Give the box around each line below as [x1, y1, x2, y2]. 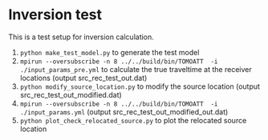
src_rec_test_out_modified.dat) [19, 90, 122, 99]
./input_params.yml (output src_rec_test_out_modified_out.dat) [19, 106, 229, 117]
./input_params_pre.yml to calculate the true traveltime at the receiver [19, 64, 252, 74]
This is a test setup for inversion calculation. [8, 32, 154, 42]
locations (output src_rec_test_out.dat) [19, 73, 148, 82]
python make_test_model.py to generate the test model [19, 47, 200, 57]
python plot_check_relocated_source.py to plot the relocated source [19, 115, 247, 125]
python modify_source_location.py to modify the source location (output [19, 82, 261, 91]
